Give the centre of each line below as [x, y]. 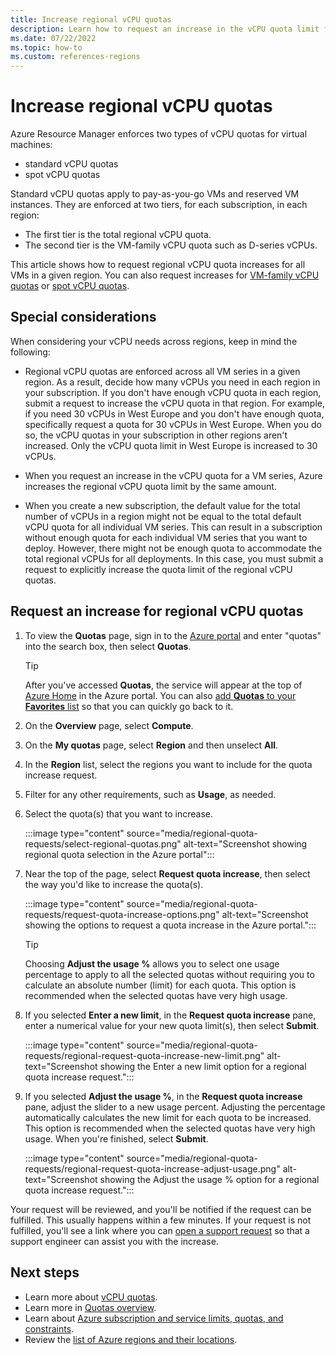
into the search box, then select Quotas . [108, 646]
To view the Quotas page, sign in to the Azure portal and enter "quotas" [173, 635]
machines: [31, 145]
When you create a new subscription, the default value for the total [162, 505]
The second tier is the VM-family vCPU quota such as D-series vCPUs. [171, 245]
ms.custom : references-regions [75, 57]
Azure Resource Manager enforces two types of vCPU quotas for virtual [159, 134]
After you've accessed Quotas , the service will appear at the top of [163, 685]
